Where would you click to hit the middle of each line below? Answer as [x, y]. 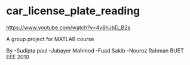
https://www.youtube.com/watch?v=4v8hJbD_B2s [68, 27]
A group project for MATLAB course [50, 39]
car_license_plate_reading [73, 11]
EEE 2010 [18, 57]
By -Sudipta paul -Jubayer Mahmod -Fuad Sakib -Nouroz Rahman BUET [95, 50]
